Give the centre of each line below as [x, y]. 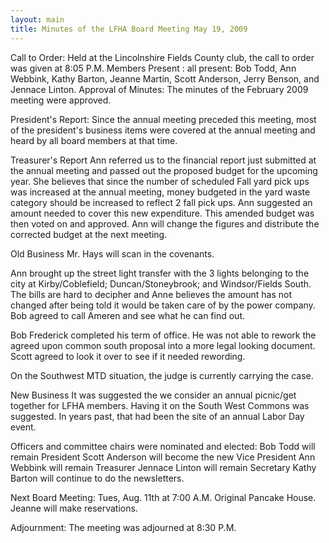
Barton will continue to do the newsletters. [97, 478]
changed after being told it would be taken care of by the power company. [163, 305]
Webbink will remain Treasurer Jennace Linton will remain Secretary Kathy [163, 467]
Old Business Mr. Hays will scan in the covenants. [112, 253]
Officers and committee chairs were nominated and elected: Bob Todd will [163, 446]
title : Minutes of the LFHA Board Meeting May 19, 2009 [129, 29]
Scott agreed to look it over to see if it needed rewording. [128, 356]
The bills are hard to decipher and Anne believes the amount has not [151, 294]
